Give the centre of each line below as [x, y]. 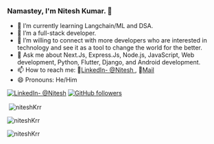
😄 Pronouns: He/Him [47, 80]
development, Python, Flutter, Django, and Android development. [109, 62]
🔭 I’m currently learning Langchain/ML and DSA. [85, 26]
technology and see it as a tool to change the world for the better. [109, 48]
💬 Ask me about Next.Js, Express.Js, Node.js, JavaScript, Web [106, 55]
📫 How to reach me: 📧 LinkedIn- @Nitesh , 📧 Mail [85, 70]
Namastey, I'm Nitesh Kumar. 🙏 [60, 11]
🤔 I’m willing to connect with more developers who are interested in [112, 40]
